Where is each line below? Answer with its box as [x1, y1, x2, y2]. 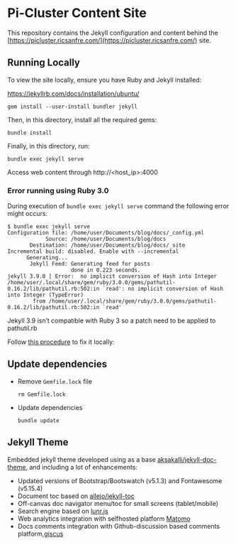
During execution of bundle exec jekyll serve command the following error [7, 202, 230, 210]
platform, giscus [17, 529, 64, 538]
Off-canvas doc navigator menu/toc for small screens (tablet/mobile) [17, 499, 218, 507]
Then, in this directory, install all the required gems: [7, 115, 157, 124]
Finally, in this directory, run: [7, 141, 90, 150]
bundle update [17, 417, 60, 424]
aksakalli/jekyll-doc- [157, 455, 218, 463]
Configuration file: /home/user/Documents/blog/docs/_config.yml [7, 230, 204, 237]
